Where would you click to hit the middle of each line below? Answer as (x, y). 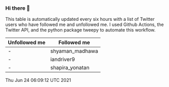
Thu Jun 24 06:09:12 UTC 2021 (38, 80)
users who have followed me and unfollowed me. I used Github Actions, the (85, 24)
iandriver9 (63, 60)
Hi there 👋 (18, 8)
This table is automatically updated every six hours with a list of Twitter (80, 19)
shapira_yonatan (70, 68)
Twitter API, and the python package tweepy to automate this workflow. (80, 30)
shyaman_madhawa (74, 51)
